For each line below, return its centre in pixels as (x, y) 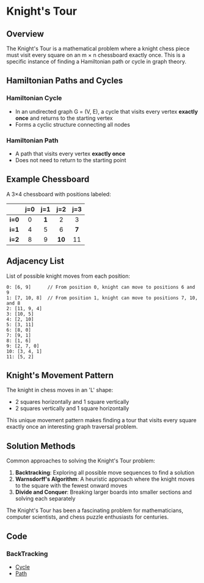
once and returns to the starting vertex (64, 118)
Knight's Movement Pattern (60, 375)
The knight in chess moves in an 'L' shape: (60, 390)
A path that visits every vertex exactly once (70, 154)
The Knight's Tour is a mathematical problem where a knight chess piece (98, 48)
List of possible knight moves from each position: (68, 276)
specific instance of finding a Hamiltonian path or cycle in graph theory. (97, 61)
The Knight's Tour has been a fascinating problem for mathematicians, (95, 511)
